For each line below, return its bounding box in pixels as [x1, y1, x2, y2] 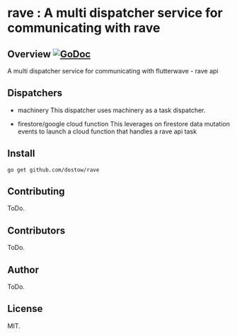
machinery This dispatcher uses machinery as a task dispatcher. [17, 106, 206, 114]
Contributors [7, 224, 66, 236]
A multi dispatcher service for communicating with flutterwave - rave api [7, 67, 219, 75]
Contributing [7, 186, 65, 198]
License [7, 303, 43, 315]
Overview [7, 48, 52, 60]
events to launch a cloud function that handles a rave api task [17, 127, 197, 136]
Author [7, 263, 39, 276]
